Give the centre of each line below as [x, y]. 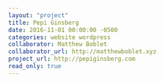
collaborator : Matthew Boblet [58, 45]
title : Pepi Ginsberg [44, 23]
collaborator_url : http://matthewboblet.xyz [82, 52]
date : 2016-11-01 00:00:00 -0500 [63, 30]
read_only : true [35, 66]
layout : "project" [38, 15]
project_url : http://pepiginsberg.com [72, 59]
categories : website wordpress [60, 37]
